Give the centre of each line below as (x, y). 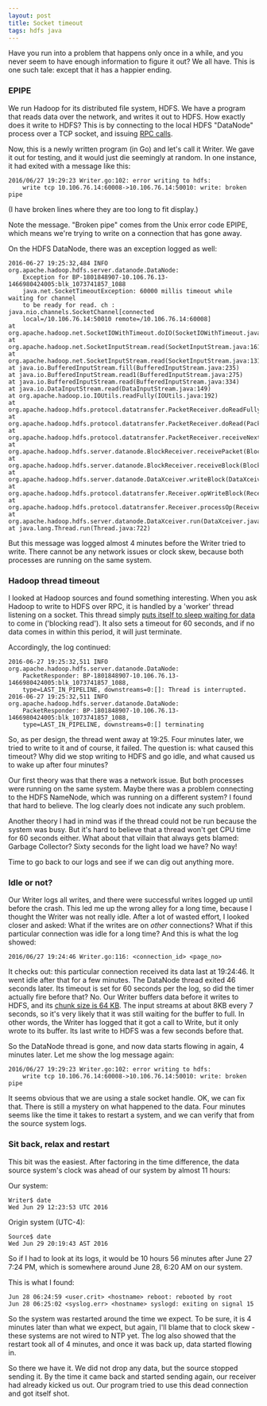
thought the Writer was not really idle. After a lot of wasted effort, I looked (129, 917)
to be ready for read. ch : (69, 305)
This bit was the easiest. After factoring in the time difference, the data (124, 1161)
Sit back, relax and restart (59, 1145)
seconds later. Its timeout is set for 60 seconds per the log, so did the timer (131, 988)
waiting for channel (43, 298)
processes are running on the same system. (80, 560)
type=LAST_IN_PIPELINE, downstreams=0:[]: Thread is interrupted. (135, 689)
